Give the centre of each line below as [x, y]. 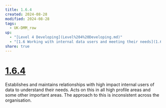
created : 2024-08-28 [26, 14]
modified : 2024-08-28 [27, 19]
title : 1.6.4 [19, 10]
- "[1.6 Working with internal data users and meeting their [74, 42]
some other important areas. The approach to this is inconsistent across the [82, 95]
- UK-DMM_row [23, 28]
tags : [11, 23]
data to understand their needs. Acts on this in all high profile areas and [78, 90]
